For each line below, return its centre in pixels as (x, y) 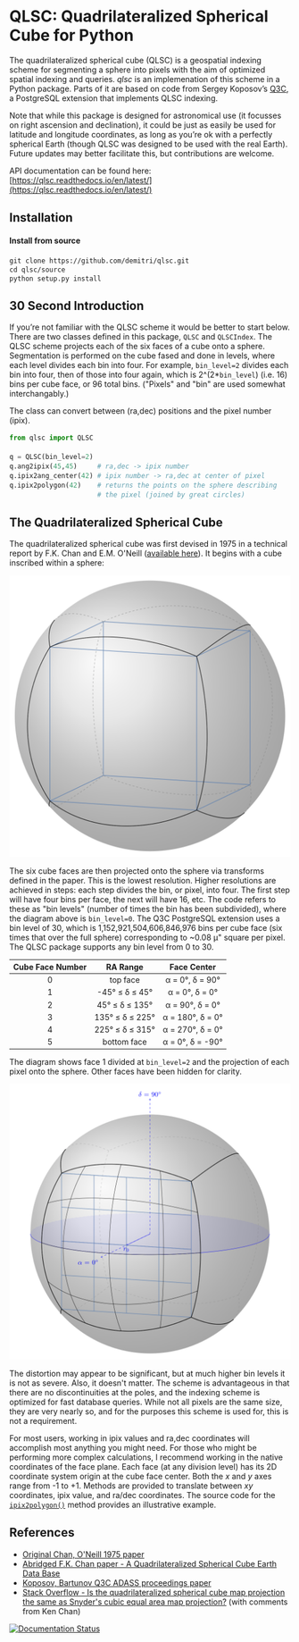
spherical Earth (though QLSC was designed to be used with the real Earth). (149, 144)
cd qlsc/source (37, 270)
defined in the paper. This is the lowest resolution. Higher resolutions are (143, 881)
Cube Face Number (50, 967)
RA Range (125, 967)
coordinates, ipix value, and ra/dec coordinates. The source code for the (142, 1495)
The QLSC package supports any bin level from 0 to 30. (112, 947)
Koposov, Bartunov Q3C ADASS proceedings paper (116, 1582)
